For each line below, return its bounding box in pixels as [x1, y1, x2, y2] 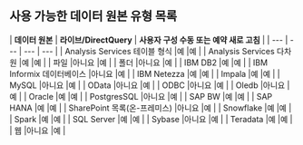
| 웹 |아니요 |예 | [9, 125, 66, 136]
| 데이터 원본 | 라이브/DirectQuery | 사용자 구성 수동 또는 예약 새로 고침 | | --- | [9, 34, 288, 45]
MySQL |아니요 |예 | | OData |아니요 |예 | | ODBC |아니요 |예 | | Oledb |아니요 [9, 80, 286, 91]
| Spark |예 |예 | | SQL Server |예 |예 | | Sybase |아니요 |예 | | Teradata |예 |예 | [9, 113, 293, 124]
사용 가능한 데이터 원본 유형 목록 [9, 8, 178, 24]
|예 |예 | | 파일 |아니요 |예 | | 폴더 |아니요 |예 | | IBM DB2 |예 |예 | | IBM [18, 57, 269, 68]
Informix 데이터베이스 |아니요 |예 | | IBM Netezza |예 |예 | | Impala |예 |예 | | [9, 68, 281, 79]
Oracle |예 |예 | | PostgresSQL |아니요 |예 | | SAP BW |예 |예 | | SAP [28, 91, 273, 101]
